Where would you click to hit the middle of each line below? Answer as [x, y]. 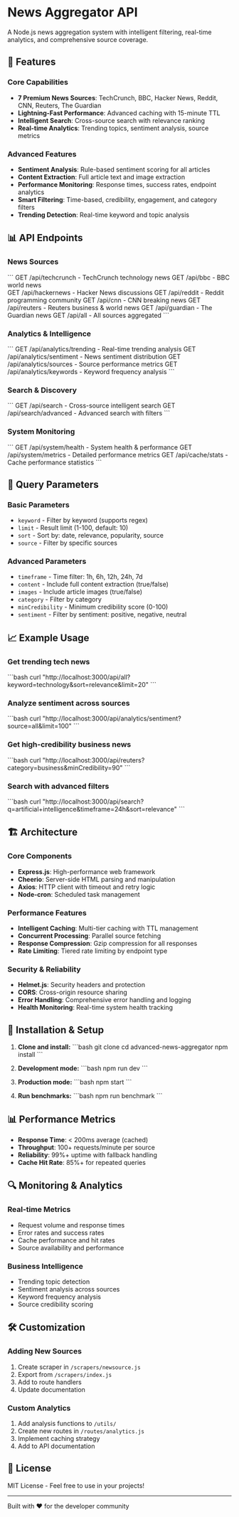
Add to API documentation [56, 1446]
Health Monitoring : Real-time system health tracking [95, 1008]
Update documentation [51, 1389]
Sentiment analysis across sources [69, 1289]
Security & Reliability [44, 969]
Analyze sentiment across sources [69, 703]
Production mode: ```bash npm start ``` [75, 1082]
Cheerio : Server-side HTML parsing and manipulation [96, 879]
